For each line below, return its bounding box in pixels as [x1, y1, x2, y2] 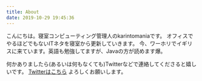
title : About [6, 9, 39, 15]
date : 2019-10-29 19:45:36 [6, 15, 75, 21]
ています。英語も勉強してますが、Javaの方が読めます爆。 [22, 47, 166, 55]
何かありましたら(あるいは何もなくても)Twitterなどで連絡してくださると [6, 60, 186, 68]
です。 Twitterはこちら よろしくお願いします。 [11, 68, 127, 75]
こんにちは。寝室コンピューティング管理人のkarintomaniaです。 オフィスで [6, 32, 194, 40]
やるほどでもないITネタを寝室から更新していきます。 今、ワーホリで [6, 40, 177, 47]
